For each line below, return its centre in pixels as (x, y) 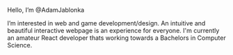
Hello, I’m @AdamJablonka (46, 10)
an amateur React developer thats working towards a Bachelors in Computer (116, 38)
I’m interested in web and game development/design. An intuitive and (106, 23)
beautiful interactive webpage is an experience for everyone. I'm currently (113, 31)
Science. (20, 45)
